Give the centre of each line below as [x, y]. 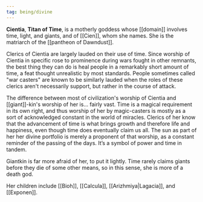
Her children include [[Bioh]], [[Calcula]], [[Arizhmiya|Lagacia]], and [91, 186]
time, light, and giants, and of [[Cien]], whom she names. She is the [90, 35]
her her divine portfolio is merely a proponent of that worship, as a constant [100, 136]
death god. [20, 174]
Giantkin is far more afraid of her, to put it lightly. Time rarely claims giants [98, 161]
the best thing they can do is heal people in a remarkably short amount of [98, 67]
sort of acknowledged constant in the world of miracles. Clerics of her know [101, 117]
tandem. [17, 149]
